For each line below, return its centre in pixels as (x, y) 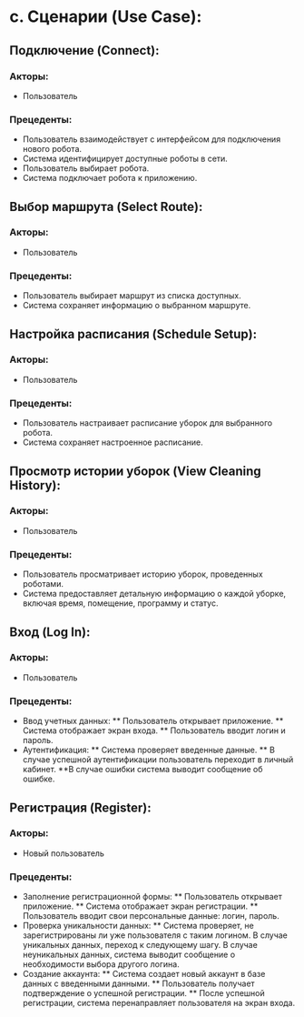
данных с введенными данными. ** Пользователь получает (139, 983)
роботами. (43, 584)
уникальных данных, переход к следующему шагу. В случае (140, 945)
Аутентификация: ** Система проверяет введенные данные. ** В (148, 750)
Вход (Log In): (50, 632)
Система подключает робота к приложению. (110, 178)
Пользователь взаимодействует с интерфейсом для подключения (152, 139)
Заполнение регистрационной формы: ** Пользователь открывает (152, 897)
